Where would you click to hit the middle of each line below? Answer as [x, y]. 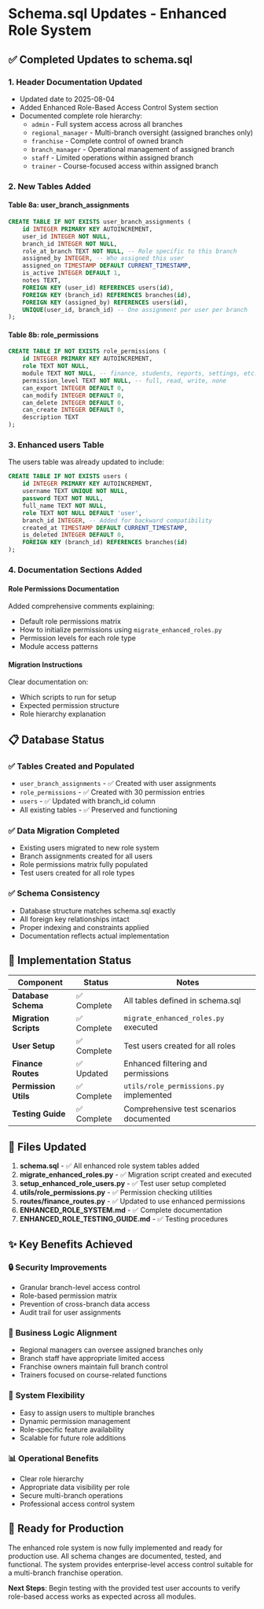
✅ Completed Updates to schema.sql [100, 59]
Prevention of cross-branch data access [85, 1303]
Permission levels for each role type [77, 638]
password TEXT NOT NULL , [63, 499]
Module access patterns [59, 647]
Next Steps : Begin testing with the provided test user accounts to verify [125, 1588]
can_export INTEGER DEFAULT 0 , [73, 388]
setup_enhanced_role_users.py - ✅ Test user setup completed [123, 1184]
